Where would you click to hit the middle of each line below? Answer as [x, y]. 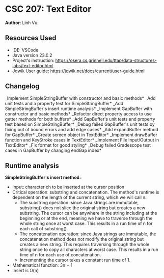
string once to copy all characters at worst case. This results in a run [89, 250]
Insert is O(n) [26, 271]
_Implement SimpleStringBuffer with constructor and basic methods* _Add [80, 98]
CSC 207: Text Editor [48, 9]
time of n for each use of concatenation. [60, 255]
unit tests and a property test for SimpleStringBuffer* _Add [64, 103]
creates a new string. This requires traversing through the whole [84, 245]
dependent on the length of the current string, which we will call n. [79, 197]
